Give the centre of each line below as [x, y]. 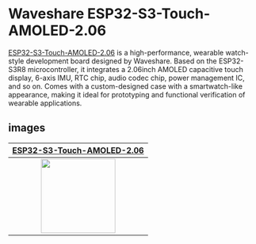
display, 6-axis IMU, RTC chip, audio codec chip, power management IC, [127, 78]
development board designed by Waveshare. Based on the [122, 61]
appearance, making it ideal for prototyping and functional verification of [127, 94]
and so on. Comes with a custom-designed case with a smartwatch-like [126, 86]
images [27, 128]
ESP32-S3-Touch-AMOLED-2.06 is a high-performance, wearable [116, 52]
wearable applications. [45, 103]
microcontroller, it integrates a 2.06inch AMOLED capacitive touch [135, 69]
